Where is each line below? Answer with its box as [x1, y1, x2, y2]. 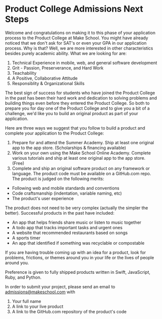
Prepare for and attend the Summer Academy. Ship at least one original [12, 139, 154, 145]
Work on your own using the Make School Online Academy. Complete [12, 150, 151, 156]
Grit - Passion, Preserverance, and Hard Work [12, 65, 104, 71]
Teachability [12, 70, 37, 76]
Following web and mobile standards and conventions [12, 185, 119, 191]
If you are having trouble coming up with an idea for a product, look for [5, 249, 146, 255]
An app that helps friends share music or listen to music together [12, 219, 142, 225]
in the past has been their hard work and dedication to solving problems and [5, 95, 157, 101]
